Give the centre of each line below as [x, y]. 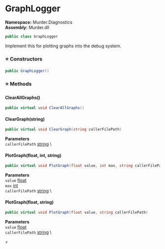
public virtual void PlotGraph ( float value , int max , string [69, 166]
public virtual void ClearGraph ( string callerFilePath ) [63, 129]
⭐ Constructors [24, 59]
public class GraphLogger [31, 36]
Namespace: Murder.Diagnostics [39, 22]
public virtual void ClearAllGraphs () [45, 108]
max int [12, 186]
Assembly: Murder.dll [27, 27]
